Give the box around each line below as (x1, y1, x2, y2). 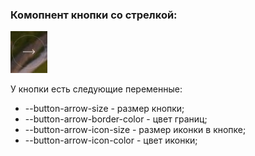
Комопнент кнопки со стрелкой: (10, 8, 178, 22)
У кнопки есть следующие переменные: (10, 83, 183, 95)
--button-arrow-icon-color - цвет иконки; (24, 134, 198, 147)
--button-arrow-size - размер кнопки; (24, 103, 185, 115)
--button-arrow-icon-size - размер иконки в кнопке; (24, 124, 247, 136)
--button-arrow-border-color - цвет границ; (24, 113, 208, 125)
